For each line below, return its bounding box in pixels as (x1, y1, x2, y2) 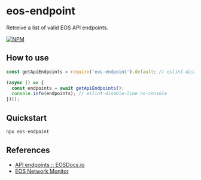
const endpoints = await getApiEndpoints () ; (11, 85, 124, 91)
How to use (6, 53, 49, 63)
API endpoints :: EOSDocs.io (14, 161, 85, 168)
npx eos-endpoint (6, 129, 50, 135)
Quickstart (6, 112, 47, 123)
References (6, 145, 50, 155)
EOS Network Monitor (14, 167, 69, 175)
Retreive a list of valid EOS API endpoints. (6, 24, 109, 31)
